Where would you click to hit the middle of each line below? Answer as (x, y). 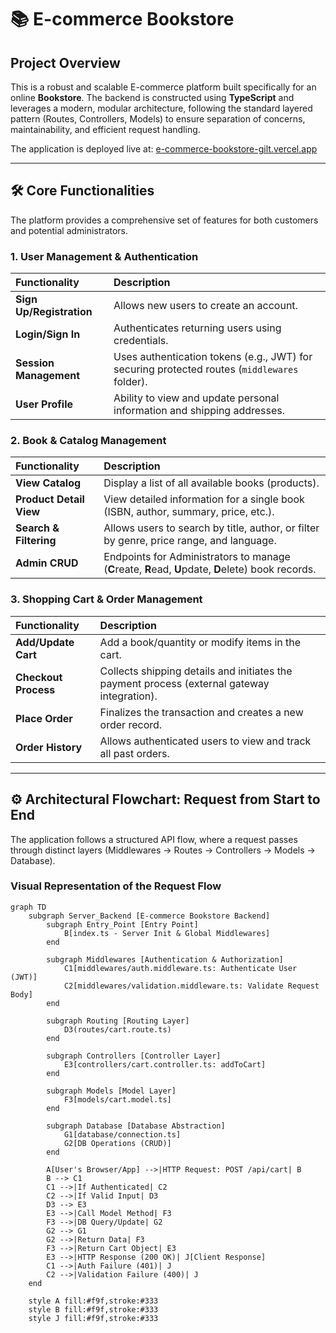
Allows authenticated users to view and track (205, 741)
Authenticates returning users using (197, 328)
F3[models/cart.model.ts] (117, 1099)
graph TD (28, 907)
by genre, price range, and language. (190, 541)
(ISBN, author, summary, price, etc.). (189, 512)
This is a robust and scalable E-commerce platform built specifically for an (163, 87)
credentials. (141, 341)
